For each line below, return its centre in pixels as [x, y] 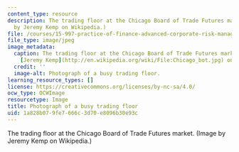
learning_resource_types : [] [51, 80]
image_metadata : [31, 47]
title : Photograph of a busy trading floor [73, 107]
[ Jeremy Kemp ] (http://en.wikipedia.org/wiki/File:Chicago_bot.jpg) [122, 60]
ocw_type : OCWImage [36, 93]
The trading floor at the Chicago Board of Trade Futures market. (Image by [117, 133]
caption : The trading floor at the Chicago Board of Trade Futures [116, 54]
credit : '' [30, 67]
